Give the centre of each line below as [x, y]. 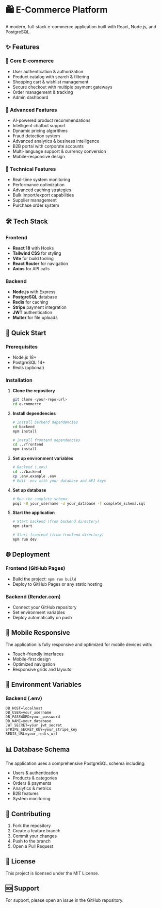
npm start [23, 526]
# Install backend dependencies [45, 422]
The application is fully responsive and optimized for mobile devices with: [79, 644]
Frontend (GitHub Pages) [35, 568]
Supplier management [35, 200]
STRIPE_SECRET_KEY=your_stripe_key [41, 730]
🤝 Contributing [28, 814]
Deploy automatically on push [42, 617]
